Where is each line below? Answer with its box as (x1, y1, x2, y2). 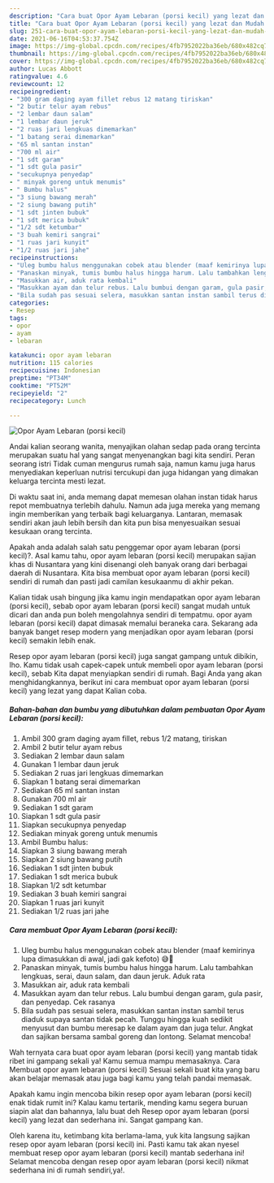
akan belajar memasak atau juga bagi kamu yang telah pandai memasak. (9, 1073, 253, 1083)
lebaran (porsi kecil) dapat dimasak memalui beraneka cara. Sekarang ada (9, 618, 259, 628)
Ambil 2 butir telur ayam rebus (20, 743, 123, 752)
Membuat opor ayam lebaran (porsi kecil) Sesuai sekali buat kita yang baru (9, 1065, 260, 1075)
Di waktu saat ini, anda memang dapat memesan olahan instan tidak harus (9, 492, 259, 502)
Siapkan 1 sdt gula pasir (20, 812, 101, 821)
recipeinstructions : (9, 253, 80, 262)
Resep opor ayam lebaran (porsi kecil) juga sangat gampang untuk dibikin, (9, 652, 259, 661)
